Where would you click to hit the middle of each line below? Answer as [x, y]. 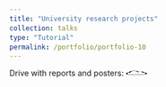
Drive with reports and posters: [66, 73]
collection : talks [44, 28]
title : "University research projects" [84, 19]
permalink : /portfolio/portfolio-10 [78, 47]
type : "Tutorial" [42, 37]
